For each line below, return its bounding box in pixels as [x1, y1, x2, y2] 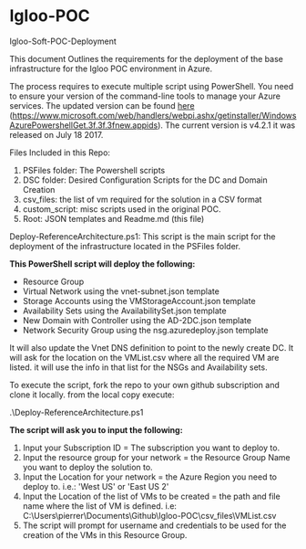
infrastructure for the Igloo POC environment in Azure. [9, 63, 213, 74]
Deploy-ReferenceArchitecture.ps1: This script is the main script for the [9, 230, 276, 242]
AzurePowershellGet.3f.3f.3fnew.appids [9, 120, 158, 131]
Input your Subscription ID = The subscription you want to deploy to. [22, 442, 280, 453]
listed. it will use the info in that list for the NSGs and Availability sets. [9, 362, 268, 373]
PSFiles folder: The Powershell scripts [22, 164, 166, 175]
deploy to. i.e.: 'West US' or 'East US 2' [22, 480, 169, 491]
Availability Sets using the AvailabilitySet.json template [22, 305, 227, 316]
